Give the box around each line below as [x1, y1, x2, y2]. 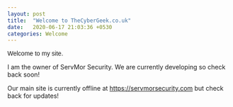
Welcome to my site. [7, 50, 64, 57]
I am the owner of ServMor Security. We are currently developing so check [7, 63, 226, 72]
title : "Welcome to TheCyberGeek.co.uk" [7, 17, 132, 24]
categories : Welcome [7, 30, 69, 38]
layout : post [7, 10, 46, 18]
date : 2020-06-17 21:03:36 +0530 [7, 23, 113, 30]
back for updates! [7, 91, 59, 100]
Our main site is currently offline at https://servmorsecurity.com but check [7, 84, 225, 93]
